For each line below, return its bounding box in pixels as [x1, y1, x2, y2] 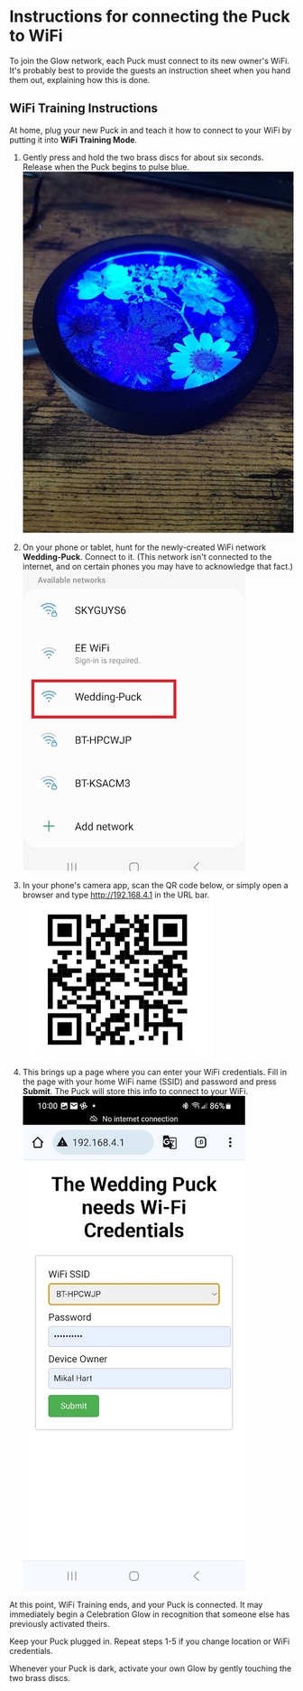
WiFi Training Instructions [9, 101, 159, 116]
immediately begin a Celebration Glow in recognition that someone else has [9, 1609, 290, 1620]
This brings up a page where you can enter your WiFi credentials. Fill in [22, 1067, 287, 1078]
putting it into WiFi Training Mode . [9, 134, 138, 145]
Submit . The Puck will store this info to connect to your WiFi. [22, 1086, 249, 1097]
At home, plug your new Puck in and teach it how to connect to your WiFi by [9, 125, 291, 135]
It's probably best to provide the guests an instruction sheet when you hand [9, 65, 291, 76]
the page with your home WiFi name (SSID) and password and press [22, 1076, 277, 1087]
